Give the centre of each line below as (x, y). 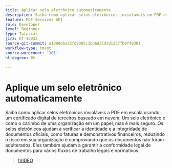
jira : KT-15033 (21, 39)
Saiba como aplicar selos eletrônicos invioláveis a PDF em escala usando (82, 113)
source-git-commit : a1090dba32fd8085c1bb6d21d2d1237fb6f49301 (73, 44)
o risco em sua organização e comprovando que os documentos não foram (85, 140)
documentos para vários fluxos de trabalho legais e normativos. (72, 151)
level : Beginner (23, 29)
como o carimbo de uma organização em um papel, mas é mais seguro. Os (84, 123)
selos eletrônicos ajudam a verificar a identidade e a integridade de (76, 129)
